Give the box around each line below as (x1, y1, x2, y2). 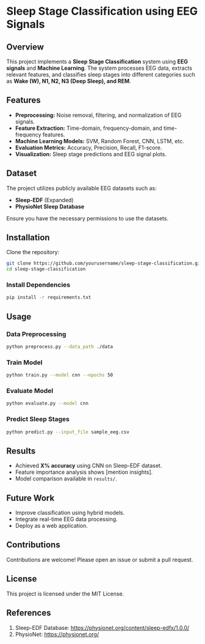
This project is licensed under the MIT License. (6, 590, 124, 597)
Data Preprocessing (6, 329, 67, 338)
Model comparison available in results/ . (15, 475, 117, 482)
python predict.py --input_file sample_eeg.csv (6, 429, 130, 435)
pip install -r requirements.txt (6, 294, 92, 301)
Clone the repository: (6, 249, 60, 256)
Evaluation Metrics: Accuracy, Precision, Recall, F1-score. (15, 144, 162, 151)
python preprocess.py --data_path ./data (6, 344, 113, 350)
